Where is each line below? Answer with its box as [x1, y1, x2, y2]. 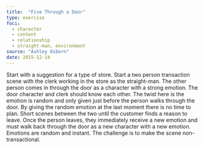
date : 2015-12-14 [6, 54, 51, 60]
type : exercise [6, 15, 45, 21]
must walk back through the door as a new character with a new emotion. [6, 122, 191, 130]
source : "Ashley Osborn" [6, 49, 69, 55]
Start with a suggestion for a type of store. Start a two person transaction [6, 71, 190, 78]
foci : [6, 20, 20, 26]
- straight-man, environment [12, 43, 86, 49]
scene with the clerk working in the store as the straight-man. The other [6, 77, 187, 85]
